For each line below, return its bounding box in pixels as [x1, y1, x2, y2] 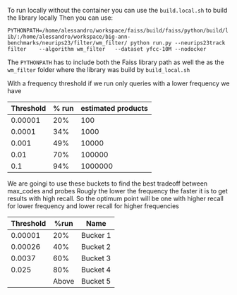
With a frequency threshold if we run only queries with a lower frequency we [7, 79, 230, 88]
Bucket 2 [80, 242, 111, 251]
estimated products [80, 104, 148, 113]
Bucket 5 [80, 277, 111, 286]
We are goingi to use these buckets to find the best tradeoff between [7, 179, 208, 188]
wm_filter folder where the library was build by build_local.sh [7, 66, 190, 73]
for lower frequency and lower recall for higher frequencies [7, 202, 180, 210]
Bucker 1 [80, 231, 111, 240]
